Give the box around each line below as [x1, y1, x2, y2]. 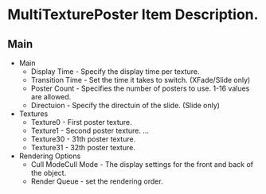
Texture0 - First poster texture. [30, 118, 132, 126]
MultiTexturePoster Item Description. [7, 6, 259, 24]
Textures [18, 109, 49, 118]
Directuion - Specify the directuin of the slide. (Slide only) [30, 101, 221, 110]
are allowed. [30, 92, 72, 101]
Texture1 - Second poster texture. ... [30, 126, 149, 135]
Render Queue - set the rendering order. [30, 177, 164, 186]
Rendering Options [18, 151, 81, 161]
